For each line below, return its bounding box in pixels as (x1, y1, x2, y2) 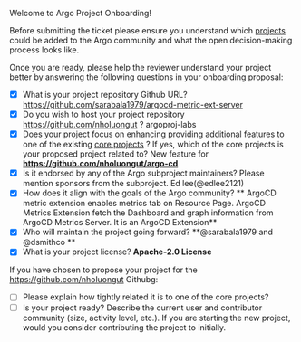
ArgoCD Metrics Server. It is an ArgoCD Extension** (22, 217, 218, 228)
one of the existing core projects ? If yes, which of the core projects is (22, 139, 284, 150)
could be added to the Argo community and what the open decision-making (9, 35, 293, 45)
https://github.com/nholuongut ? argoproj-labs (22, 119, 197, 130)
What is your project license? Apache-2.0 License (22, 246, 212, 257)
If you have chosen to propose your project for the (9, 264, 198, 275)
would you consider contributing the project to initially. (22, 321, 227, 333)
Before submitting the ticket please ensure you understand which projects (9, 25, 286, 35)
